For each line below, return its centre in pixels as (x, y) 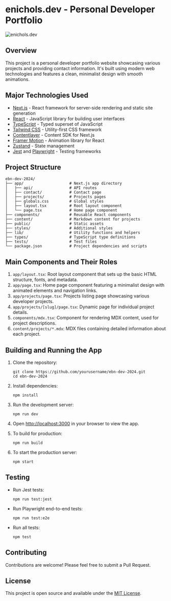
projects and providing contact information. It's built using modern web (80, 68)
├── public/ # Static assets (54, 224)
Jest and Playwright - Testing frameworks (57, 151)
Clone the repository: (35, 362)
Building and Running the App (54, 350)
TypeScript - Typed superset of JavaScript (58, 124)
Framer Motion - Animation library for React (58, 140)
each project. (27, 334)
